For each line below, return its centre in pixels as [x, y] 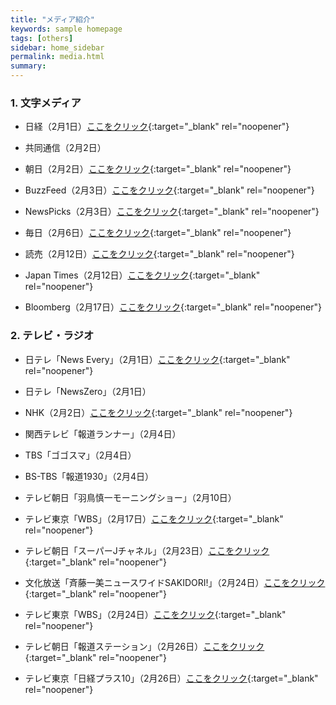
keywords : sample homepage [66, 29]
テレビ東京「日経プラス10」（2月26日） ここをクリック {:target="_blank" [171, 678]
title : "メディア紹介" [52, 19]
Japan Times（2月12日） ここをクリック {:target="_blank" [142, 275]
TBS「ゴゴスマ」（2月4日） [80, 455]
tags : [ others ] [42, 38]
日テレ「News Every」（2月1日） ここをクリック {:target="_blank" [157, 359]
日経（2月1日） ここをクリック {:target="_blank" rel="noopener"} [157, 127]
